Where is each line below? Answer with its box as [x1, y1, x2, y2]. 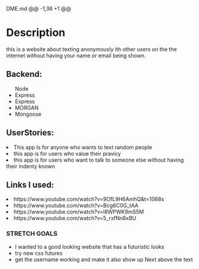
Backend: [6, 69, 42, 79]
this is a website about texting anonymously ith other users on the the [6, 45, 177, 52]
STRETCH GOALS [6, 230, 58, 238]
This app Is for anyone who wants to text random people [14, 143, 153, 151]
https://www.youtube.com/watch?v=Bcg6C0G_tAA [14, 202, 139, 209]
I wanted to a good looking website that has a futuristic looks [14, 243, 165, 250]
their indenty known [6, 162, 55, 169]
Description [6, 26, 66, 39]
